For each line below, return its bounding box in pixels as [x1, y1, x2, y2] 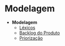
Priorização [19, 35, 43, 41]
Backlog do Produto [19, 30, 60, 36]
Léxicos [19, 24, 36, 30]
